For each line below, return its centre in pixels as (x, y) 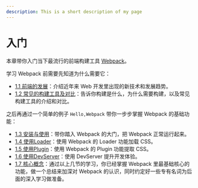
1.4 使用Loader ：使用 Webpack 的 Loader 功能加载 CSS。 (85, 141)
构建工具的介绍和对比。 (43, 101)
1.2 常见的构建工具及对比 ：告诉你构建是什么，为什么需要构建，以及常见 (102, 94)
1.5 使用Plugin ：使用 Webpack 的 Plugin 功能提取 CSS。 (83, 149)
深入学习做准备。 (46, 178)
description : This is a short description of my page (74, 12)
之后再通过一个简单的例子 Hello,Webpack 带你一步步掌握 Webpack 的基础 (95, 113)
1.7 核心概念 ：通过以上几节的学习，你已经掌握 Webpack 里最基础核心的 (102, 164)
